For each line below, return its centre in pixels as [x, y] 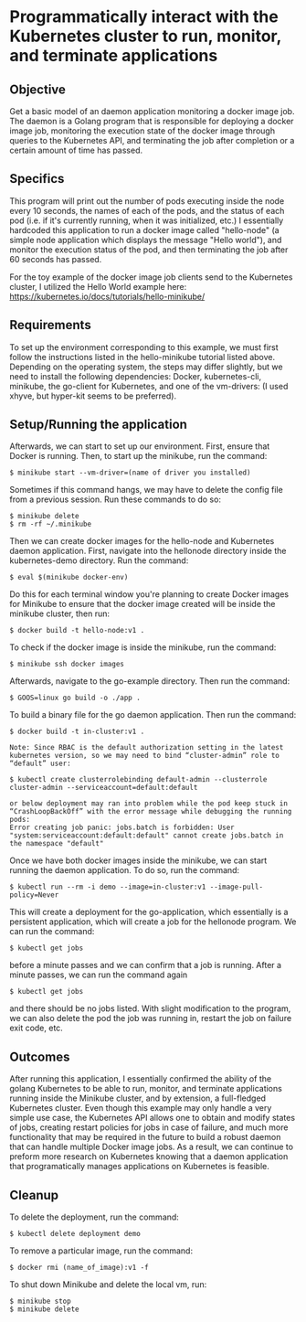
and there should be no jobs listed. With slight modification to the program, [150, 1008]
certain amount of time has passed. [76, 150]
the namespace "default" [57, 844]
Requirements [50, 325]
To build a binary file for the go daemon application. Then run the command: [153, 715]
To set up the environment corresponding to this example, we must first [144, 347]
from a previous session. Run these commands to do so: [116, 499]
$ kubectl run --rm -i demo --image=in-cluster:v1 [108, 887]
